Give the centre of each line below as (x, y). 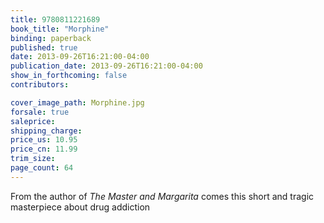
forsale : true (40, 112)
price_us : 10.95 (44, 140)
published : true (44, 47)
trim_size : (33, 159)
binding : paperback (51, 38)
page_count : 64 (42, 168)
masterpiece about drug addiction (80, 207)
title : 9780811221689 (55, 19)
